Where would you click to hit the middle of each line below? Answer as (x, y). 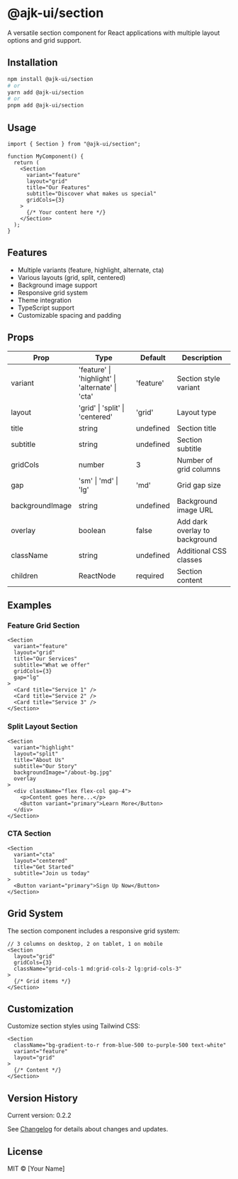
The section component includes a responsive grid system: (94, 931)
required (150, 576)
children (24, 576)
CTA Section (29, 834)
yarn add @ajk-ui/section (45, 92)
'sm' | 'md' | (98, 480)
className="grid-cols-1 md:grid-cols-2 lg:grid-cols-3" (98, 969)
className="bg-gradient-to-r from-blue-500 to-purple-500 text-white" (120, 1045)
